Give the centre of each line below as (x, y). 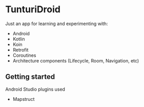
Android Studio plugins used (35, 89)
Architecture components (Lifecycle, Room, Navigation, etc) (76, 60)
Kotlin (19, 39)
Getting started (30, 77)
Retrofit (20, 50)
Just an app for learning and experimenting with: (57, 24)
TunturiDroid (33, 9)
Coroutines (24, 55)
